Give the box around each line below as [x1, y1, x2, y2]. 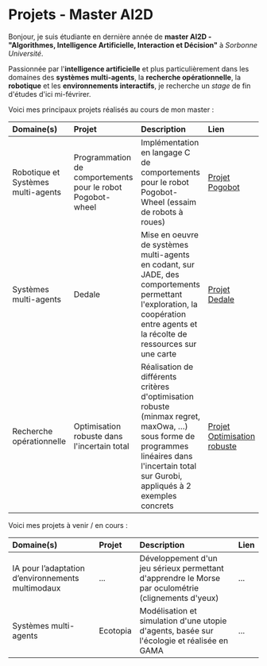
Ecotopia [99, 625, 133, 636]
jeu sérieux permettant [139, 562, 224, 573]
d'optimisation [140, 391, 195, 402]
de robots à [140, 206, 184, 218]
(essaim [166, 196, 197, 207]
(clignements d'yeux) [139, 592, 219, 603]
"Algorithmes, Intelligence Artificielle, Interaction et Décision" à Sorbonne [8, 40, 258, 49]
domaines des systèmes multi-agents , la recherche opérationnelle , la [8, 72, 241, 82]
